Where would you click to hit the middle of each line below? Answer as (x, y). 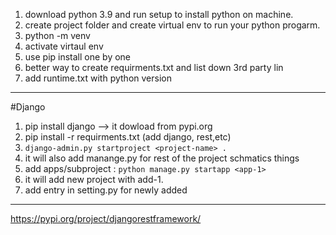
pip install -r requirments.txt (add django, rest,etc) (128, 137)
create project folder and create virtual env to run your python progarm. (172, 25)
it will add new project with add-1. (94, 179)
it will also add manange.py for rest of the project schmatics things (162, 158)
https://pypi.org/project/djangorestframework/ (106, 218)
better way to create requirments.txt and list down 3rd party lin (154, 67)
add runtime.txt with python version (98, 78)
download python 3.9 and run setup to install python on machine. (159, 14)
